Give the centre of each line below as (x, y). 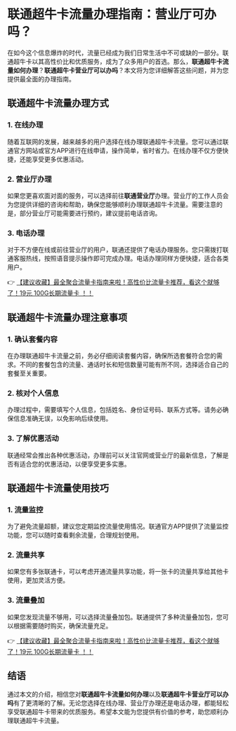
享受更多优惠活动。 (59, 159)
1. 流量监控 (25, 509)
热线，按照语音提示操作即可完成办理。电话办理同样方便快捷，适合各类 (127, 259)
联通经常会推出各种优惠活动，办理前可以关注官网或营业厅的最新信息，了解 (115, 455)
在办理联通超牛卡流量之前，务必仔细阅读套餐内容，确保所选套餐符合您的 (112, 356)
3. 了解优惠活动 (33, 438)
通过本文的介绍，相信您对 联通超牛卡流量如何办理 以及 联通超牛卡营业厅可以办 (118, 694)
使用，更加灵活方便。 (38, 580)
